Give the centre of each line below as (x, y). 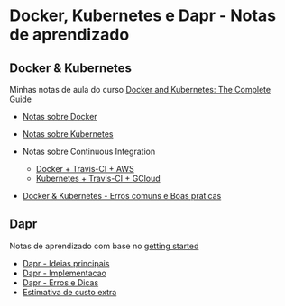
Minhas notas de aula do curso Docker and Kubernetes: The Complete (140, 90)
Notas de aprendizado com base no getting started (104, 246)
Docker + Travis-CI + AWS (85, 169)
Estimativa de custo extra (69, 292)
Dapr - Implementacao (64, 273)
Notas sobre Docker (60, 117)
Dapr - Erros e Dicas (60, 282)
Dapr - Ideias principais (66, 263)
